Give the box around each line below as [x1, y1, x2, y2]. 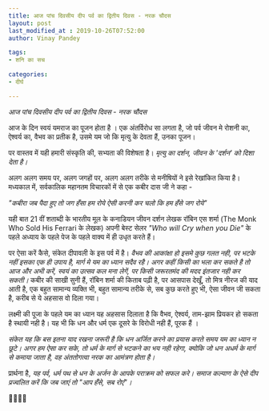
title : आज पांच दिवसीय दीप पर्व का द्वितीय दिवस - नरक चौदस [8, 11, 171, 20]
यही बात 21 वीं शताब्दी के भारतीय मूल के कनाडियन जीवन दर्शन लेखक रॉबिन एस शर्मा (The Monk [8, 214, 257, 224]
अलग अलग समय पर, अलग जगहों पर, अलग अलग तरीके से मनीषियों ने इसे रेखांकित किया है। [8, 173, 241, 183]
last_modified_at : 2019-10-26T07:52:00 [8, 26, 146, 34]
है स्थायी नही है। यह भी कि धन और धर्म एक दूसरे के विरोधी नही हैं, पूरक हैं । [8, 318, 199, 328]
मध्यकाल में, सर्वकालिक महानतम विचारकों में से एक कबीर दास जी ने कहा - [8, 182, 193, 191]
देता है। [8, 157, 28, 167]
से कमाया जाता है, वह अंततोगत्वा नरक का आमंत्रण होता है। [8, 352, 155, 361]
